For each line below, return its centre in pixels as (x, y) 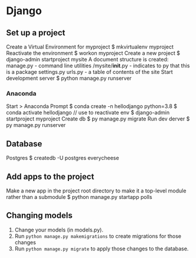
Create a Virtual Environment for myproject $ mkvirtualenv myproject (90, 47)
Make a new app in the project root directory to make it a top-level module (96, 191)
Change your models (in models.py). (59, 230)
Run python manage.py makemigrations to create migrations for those (98, 236)
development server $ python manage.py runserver (69, 78)
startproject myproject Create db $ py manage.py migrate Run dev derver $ (98, 119)
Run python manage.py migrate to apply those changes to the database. (102, 249)
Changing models (39, 216)
